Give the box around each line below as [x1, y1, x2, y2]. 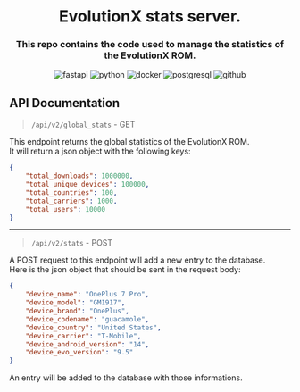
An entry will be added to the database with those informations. [9, 372, 243, 383]
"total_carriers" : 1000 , [25, 196, 118, 205]
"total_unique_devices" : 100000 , [25, 180, 150, 189]
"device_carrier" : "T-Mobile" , [25, 331, 142, 340]
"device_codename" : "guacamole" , [25, 314, 150, 323]
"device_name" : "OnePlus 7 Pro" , [25, 290, 150, 299]
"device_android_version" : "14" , [25, 339, 150, 349]
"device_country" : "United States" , [25, 323, 162, 332]
